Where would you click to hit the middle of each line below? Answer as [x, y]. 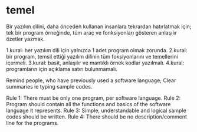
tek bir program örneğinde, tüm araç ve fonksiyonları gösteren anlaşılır [92, 32]
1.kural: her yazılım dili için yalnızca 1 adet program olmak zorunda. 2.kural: [97, 50]
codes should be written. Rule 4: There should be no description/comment [97, 116]
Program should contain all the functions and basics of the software [88, 104]
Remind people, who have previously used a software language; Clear [91, 80]
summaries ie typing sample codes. [49, 86]
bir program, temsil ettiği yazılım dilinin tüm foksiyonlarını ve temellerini [92, 56]
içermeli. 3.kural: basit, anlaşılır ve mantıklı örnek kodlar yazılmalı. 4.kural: [95, 63]
